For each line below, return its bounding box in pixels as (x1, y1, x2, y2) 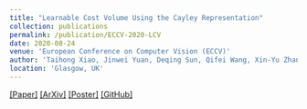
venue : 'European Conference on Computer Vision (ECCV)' (9, 47, 231, 56)
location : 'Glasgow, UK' (9, 64, 104, 74)
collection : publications (9, 22, 108, 31)
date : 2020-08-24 (9, 38, 76, 48)
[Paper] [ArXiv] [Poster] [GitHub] (9, 88, 133, 100)
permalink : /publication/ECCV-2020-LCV (9, 30, 162, 39)
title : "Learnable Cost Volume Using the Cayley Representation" (9, 13, 263, 23)
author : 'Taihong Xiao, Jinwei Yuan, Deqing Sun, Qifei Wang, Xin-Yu (9, 55, 281, 64)
